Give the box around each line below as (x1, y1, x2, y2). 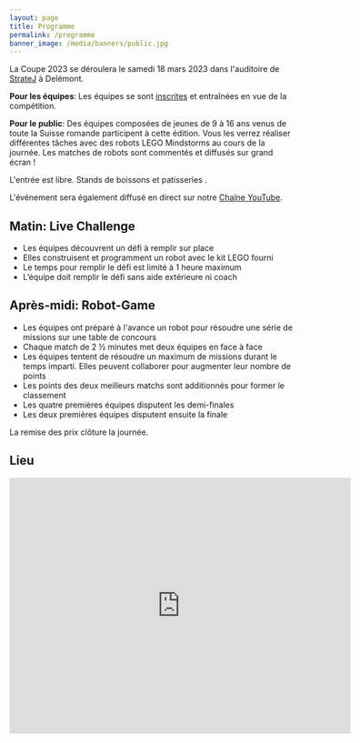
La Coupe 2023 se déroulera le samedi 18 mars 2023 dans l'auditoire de (9, 64, 280, 75)
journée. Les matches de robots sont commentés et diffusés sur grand (9, 147, 274, 158)
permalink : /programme (9, 30, 95, 39)
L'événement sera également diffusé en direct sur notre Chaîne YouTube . (9, 192, 284, 203)
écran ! (9, 156, 36, 168)
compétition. (9, 101, 57, 112)
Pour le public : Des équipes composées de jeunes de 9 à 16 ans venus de (9, 118, 287, 129)
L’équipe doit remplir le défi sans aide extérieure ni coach (22, 272, 238, 283)
